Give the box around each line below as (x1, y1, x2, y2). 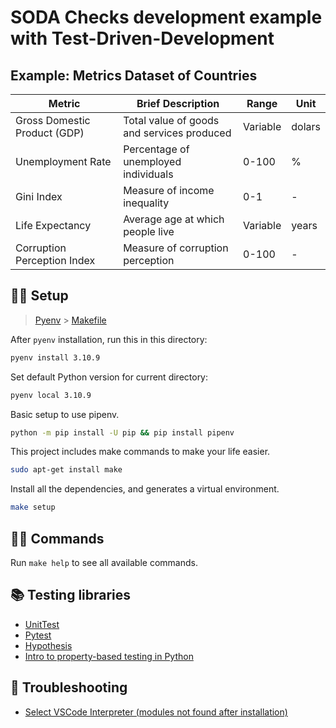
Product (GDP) (15, 126, 85, 140)
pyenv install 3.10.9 (10, 352, 101, 363)
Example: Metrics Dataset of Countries (10, 67, 258, 84)
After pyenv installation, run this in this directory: (10, 333, 208, 345)
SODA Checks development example (10, 6, 323, 29)
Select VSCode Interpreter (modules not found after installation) (24, 706, 288, 718)
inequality (123, 196, 170, 210)
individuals (123, 167, 174, 181)
